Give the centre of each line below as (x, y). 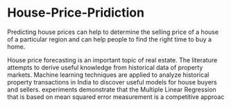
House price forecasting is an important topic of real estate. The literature (112, 60)
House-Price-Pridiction (76, 13)
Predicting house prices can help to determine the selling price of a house (113, 32)
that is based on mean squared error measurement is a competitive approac (116, 97)
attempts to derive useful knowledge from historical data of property (105, 67)
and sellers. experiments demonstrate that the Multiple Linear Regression (112, 89)
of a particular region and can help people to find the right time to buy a (110, 39)
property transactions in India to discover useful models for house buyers (112, 82)
